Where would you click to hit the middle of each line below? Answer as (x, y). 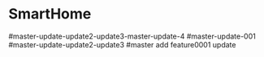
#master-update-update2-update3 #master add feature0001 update (122, 44)
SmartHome (50, 14)
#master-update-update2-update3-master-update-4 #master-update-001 (132, 36)
